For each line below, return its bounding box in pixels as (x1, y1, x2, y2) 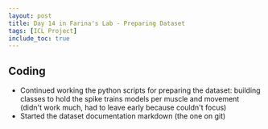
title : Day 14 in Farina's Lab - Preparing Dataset (8, 19, 185, 27)
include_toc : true (8, 34, 70, 43)
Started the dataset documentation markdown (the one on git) (19, 111, 226, 121)
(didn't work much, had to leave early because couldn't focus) (19, 102, 227, 113)
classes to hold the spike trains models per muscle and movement (19, 94, 240, 104)
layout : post (8, 11, 52, 20)
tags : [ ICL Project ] (8, 27, 78, 35)
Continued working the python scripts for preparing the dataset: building (19, 85, 261, 95)
